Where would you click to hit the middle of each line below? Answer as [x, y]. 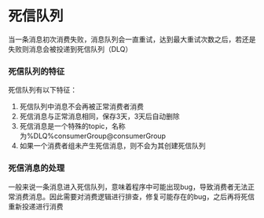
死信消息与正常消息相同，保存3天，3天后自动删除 [100, 116]
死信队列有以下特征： [42, 90]
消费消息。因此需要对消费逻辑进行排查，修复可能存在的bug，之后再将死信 [135, 196]
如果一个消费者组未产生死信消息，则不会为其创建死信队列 [112, 146]
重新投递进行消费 [36, 206]
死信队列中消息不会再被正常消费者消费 [81, 107]
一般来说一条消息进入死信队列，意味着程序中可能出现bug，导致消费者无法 [128, 187]
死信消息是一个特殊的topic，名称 [72, 126]
